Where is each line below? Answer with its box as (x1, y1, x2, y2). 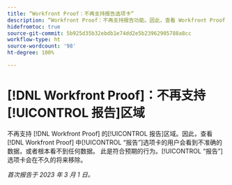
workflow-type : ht (7, 36, 61, 43)
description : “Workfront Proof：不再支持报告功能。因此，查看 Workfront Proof (7, 17, 226, 24)
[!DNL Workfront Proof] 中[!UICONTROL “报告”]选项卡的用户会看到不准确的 (7, 138, 223, 147)
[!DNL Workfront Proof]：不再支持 (7, 88, 206, 103)
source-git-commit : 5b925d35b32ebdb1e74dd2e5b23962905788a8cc (7, 29, 192, 37)
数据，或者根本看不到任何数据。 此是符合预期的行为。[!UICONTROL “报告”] (7, 147, 223, 155)
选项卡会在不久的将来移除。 (7, 155, 87, 164)
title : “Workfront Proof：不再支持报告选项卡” (7, 10, 134, 17)
